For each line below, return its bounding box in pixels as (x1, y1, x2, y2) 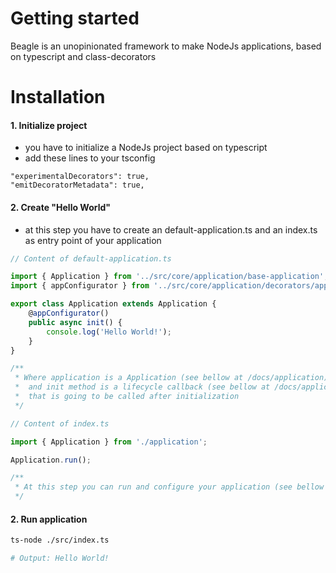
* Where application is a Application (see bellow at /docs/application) (14, 373, 329, 383)
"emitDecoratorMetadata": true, (10, 180, 145, 191)
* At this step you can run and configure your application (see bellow (14, 482, 325, 492)
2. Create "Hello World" (10, 201, 112, 213)
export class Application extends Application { (10, 299, 217, 309)
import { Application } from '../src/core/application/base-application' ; (10, 272, 329, 282)
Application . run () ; (10, 455, 92, 465)
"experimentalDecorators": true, (10, 172, 150, 182)
